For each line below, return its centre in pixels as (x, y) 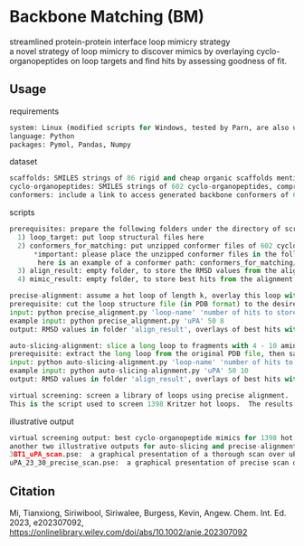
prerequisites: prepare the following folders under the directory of (145, 229)
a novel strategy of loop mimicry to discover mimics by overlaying (132, 51)
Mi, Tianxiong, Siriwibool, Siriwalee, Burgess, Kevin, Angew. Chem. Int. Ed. (148, 513)
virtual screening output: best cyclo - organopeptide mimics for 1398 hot (152, 438)
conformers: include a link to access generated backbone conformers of (149, 195)
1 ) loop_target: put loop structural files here (111, 237)
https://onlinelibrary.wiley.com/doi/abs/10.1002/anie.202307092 (128, 532)
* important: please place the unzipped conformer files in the (155, 254)
